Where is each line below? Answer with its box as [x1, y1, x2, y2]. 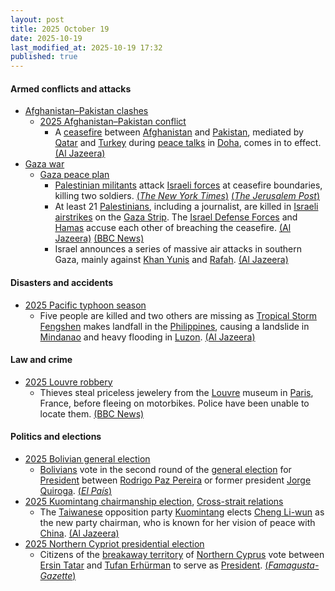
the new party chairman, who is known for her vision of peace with [39, 516, 316, 528]
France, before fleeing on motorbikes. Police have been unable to [39, 397, 310, 409]
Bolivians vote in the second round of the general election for [39, 463, 292, 475]
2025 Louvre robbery [24, 376, 113, 388]
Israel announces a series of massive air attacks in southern [54, 243, 303, 255]
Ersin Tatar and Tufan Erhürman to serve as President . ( [39, 559, 269, 571]
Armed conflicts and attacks [10, 82, 132, 95]
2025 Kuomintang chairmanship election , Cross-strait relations [24, 495, 284, 507]
